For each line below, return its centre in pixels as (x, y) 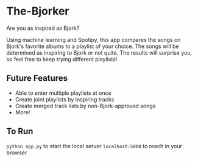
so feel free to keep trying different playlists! (62, 59)
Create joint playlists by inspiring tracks (65, 99)
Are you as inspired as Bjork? (43, 28)
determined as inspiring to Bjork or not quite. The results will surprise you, (99, 52)
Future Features (37, 78)
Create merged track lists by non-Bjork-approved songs (85, 106)
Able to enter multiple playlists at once (63, 93)
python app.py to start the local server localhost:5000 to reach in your (94, 146)
